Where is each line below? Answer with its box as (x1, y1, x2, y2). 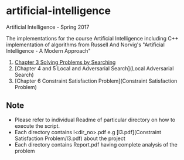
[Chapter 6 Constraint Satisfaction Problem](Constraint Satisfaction (14, 77, 178, 84)
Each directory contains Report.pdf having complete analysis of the (14, 141, 178, 148)
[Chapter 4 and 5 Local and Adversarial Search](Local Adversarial (14, 64, 174, 72)
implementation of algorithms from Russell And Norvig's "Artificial (6, 41, 165, 48)
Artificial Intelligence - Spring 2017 (6, 23, 90, 30)
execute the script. (14, 122, 60, 130)
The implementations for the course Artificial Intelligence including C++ (6, 35, 179, 42)
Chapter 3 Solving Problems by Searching (14, 59, 116, 66)
